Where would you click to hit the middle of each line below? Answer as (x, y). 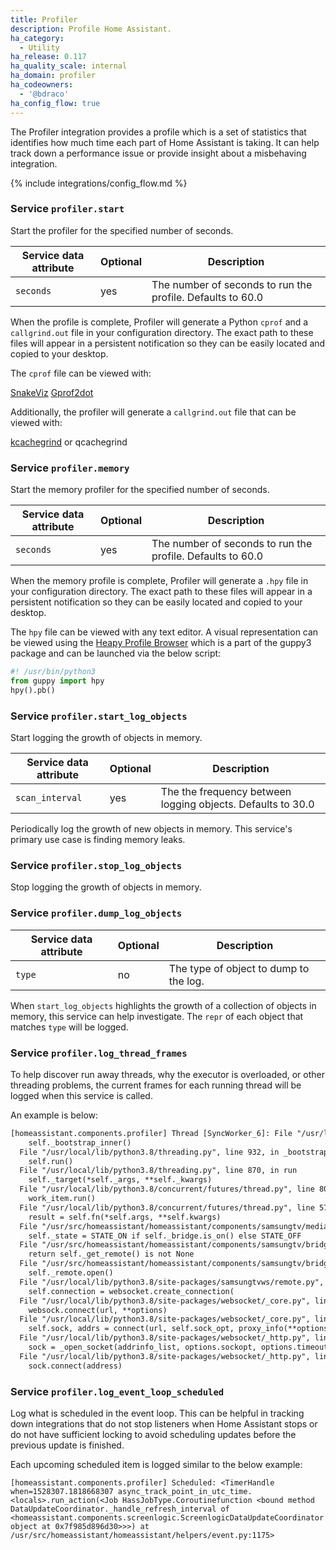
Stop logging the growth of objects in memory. (106, 887)
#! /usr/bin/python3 (53, 672)
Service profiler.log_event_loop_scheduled (117, 1391)
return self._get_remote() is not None (111, 1254)
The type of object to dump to (239, 968)
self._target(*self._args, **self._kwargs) (120, 1180)
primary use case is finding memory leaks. (98, 840)
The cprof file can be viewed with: (81, 373)
